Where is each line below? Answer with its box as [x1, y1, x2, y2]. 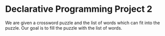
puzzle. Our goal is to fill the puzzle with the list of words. [5, 25, 122, 31]
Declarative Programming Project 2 [5, 3, 153, 15]
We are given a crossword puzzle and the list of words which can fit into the [5, 20, 160, 26]
